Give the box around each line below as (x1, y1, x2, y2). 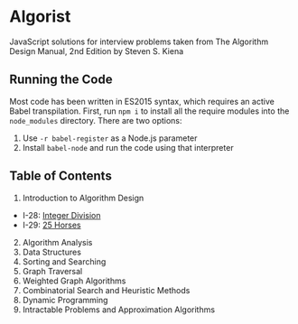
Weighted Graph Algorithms (22, 275, 126, 286)
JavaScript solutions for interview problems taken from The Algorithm (9, 36, 269, 47)
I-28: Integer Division (22, 209, 101, 220)
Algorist (9, 6, 71, 27)
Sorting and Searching (22, 255, 107, 267)
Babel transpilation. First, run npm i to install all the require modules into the (9, 106, 290, 116)
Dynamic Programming (22, 294, 108, 305)
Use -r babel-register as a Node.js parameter (22, 133, 198, 143)
